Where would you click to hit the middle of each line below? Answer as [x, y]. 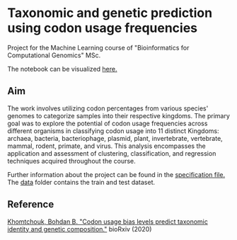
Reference [31, 204]
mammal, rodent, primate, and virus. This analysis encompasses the [107, 146]
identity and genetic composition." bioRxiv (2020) [80, 229]
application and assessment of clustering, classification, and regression [112, 153]
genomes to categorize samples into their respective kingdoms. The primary [118, 115]
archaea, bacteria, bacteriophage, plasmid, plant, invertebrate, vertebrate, [115, 138]
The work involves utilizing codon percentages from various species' [108, 108]
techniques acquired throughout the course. [71, 161]
